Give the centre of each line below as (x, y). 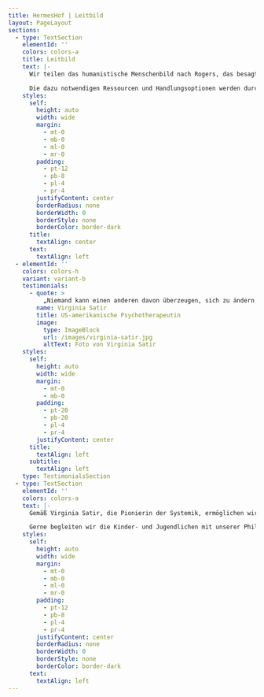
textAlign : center (66, 242)
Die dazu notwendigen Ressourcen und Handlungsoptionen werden (135, 88)
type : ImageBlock (71, 330)
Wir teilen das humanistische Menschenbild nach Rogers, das (131, 74)
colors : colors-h (51, 271)
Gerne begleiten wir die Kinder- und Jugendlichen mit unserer (135, 527)
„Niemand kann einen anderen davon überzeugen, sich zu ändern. (150, 301)
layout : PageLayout (40, 23)
